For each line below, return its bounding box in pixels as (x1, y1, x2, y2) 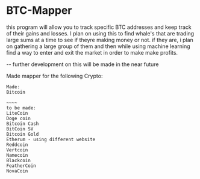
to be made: (6, 105, 36, 111)
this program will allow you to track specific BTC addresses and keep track (6, 23, 192, 31)
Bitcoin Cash (6, 121, 39, 127)
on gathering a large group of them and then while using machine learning (6, 43, 191, 50)
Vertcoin (6, 147, 28, 153)
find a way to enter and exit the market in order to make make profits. (6, 49, 178, 56)
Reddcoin (6, 142, 28, 148)
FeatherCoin (6, 163, 36, 169)
